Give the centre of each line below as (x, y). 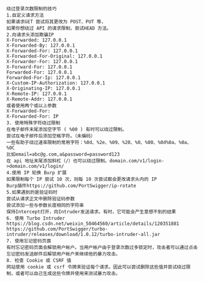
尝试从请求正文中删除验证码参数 (41, 199)
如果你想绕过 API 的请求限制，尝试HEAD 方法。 (59, 28)
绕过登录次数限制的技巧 (32, 9)
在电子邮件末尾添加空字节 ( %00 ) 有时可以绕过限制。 (67, 129)
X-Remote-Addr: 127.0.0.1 (39, 99)
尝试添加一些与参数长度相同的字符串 (45, 205)
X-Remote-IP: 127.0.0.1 (37, 94)
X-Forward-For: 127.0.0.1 (39, 67)
